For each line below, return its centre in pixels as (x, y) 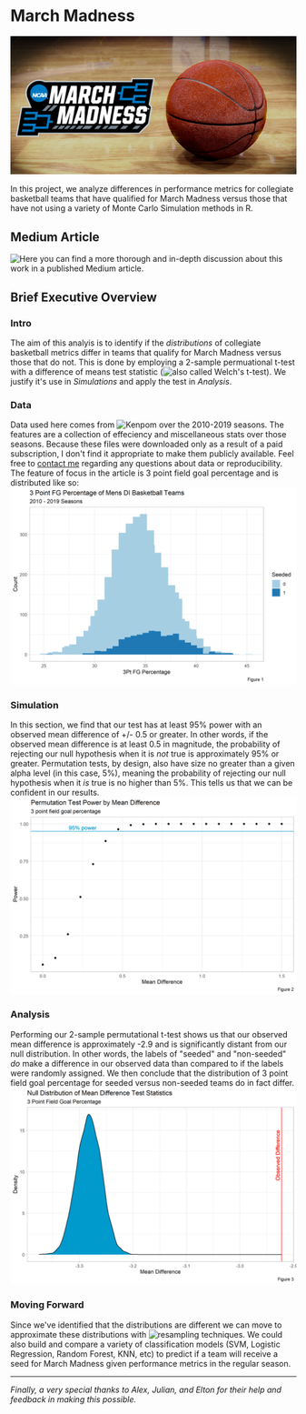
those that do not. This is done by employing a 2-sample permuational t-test (153, 362)
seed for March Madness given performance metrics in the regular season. (151, 1363)
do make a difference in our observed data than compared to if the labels (147, 1063)
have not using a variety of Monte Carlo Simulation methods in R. (132, 208)
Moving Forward (47, 1305)
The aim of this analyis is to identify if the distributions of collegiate (136, 343)
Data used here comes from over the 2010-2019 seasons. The (147, 425)
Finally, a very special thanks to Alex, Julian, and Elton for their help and (146, 1389)
